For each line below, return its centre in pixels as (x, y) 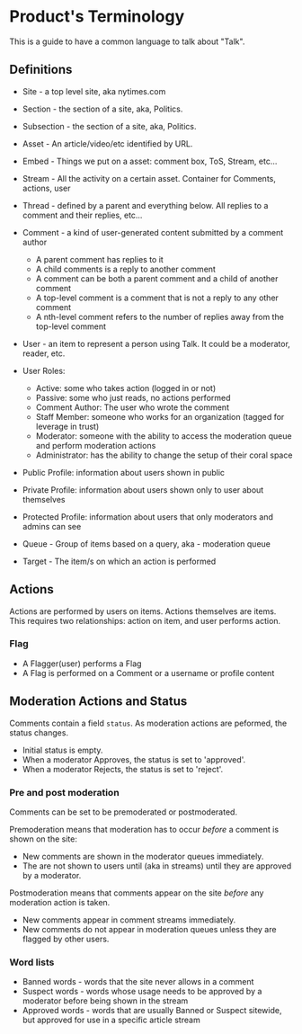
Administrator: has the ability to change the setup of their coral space (164, 455)
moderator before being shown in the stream (105, 1001)
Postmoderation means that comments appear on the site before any (137, 893)
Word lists (32, 962)
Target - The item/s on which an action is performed (119, 561)
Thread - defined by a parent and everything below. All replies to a (145, 205)
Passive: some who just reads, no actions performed (133, 397)
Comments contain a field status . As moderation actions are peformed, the (148, 723)
